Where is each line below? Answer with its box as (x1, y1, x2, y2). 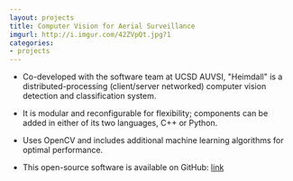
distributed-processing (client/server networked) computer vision (22, 81, 267, 92)
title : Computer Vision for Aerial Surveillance (9, 22, 196, 31)
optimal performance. (22, 145, 104, 156)
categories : (9, 38, 54, 48)
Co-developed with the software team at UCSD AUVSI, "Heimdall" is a (22, 71, 283, 82)
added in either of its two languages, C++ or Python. (22, 118, 218, 129)
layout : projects (9, 13, 75, 23)
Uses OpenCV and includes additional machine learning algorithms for (22, 135, 284, 146)
